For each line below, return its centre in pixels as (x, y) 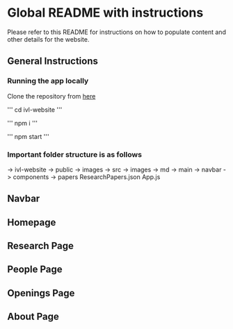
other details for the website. (48, 39)
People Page (35, 270)
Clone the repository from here (51, 96)
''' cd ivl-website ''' (35, 110)
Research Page (41, 246)
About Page (33, 317)
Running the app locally (48, 81)
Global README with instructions (105, 13)
